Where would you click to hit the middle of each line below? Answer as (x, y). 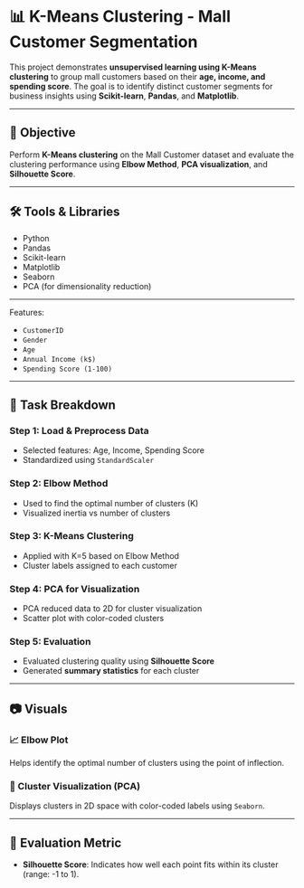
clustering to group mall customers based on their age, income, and (138, 76)
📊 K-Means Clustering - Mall (120, 17)
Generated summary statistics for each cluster (111, 671)
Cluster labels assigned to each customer (100, 565)
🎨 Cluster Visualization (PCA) (75, 787)
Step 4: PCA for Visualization (75, 589)
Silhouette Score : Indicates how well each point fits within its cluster (150, 864)
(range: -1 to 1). (51, 874)
